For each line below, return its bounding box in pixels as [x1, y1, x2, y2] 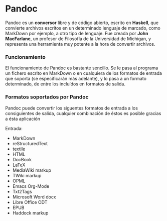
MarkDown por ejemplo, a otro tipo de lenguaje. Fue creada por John [5, 30, 148, 36]
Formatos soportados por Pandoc [5, 93, 89, 100]
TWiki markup [12, 172, 42, 178]
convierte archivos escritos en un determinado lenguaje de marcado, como [5, 25, 160, 31]
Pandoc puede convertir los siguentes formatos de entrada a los [5, 105, 138, 111]
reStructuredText [12, 140, 48, 146]
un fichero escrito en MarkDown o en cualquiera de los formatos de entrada [5, 70, 162, 76]
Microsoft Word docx [12, 194, 56, 200]
